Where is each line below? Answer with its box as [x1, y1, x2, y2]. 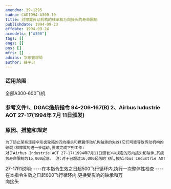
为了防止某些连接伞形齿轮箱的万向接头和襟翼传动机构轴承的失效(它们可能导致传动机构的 [5, 139, 164, 145]
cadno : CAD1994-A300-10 [5, 12, 56, 17]
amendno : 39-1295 [5, 7, 42, 13]
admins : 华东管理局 [5, 55, 43, 60]
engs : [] [5, 41, 24, 46]
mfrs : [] [5, 50, 24, 55]
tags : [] [5, 36, 24, 41]
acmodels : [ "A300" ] [5, 31, 47, 36]
